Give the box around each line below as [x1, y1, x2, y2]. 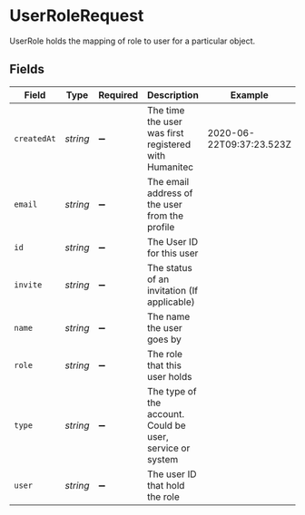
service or [146, 442, 191, 454]
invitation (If [146, 284, 198, 296]
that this [146, 359, 182, 372]
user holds [146, 370, 192, 383]
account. [146, 407, 184, 420]
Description [146, 88, 200, 101]
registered [146, 138, 192, 151]
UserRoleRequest [9, 5, 144, 26]
